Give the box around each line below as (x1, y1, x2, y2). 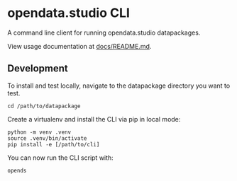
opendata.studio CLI (7, 5, 130, 21)
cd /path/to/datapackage (7, 103, 81, 110)
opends (7, 167, 27, 174)
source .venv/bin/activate (7, 134, 87, 142)
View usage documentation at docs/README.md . (7, 42, 152, 50)
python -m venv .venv (7, 129, 72, 136)
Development (7, 62, 69, 75)
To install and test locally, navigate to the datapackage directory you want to (7, 81, 231, 90)
